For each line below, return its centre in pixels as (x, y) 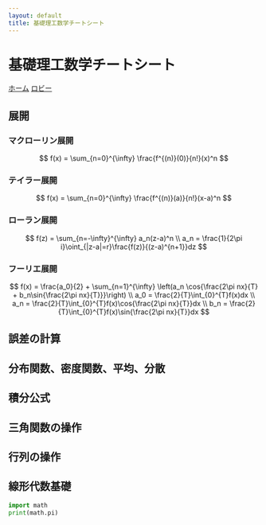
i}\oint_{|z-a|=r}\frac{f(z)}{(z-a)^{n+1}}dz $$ (134, 247)
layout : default (35, 16)
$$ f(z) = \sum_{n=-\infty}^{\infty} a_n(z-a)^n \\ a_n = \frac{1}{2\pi (134, 238)
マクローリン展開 (41, 140)
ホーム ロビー (30, 88)
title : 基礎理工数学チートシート (57, 23)
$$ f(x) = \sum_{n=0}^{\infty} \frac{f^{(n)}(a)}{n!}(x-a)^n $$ (134, 198)
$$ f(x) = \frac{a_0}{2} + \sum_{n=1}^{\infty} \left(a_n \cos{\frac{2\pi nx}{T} (134, 286)
